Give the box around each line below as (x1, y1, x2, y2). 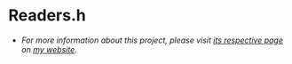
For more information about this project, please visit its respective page (20, 35, 283, 45)
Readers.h (8, 5, 86, 26)
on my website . (20, 44, 77, 54)
